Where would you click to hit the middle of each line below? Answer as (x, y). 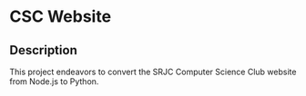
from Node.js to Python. (54, 82)
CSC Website (61, 17)
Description (43, 50)
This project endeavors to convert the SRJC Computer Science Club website (153, 72)
